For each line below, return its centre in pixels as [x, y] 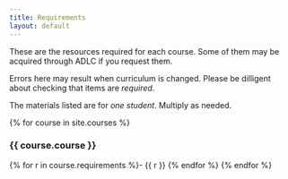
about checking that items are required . [82, 88]
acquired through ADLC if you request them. [91, 61]
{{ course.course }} [53, 146]
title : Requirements [48, 17]
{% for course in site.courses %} [70, 123]
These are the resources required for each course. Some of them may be [144, 51]
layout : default [39, 26]
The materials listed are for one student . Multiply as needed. [121, 105]
